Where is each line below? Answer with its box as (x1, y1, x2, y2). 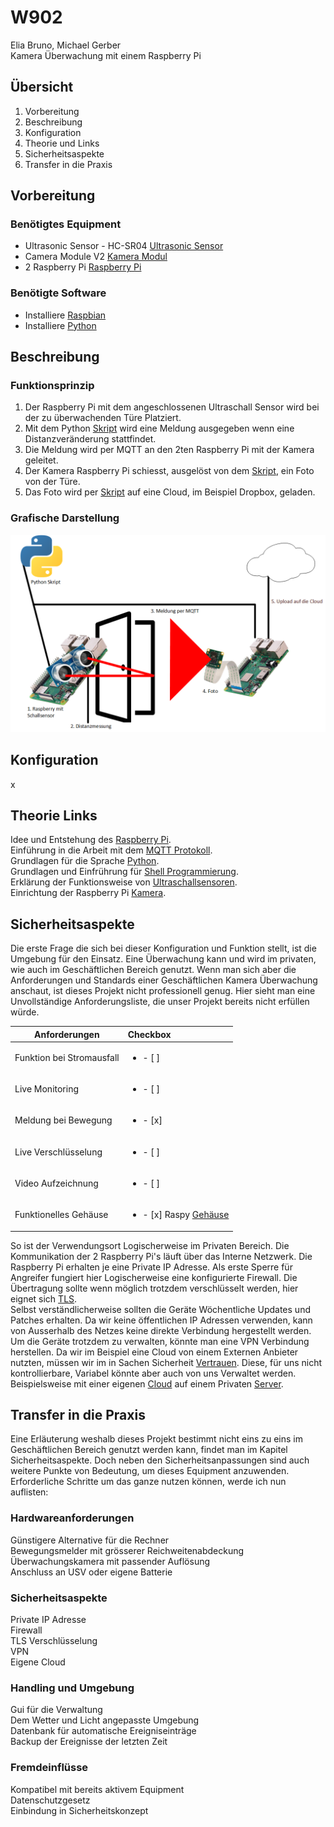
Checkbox (127, 1028, 172, 1040)
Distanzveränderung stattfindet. (24, 433, 157, 445)
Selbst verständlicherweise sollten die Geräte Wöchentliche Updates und (10, 1303, 311, 1315)
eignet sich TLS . (10, 1292, 78, 1305)
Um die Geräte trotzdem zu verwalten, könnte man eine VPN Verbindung (10, 1335, 310, 1347)
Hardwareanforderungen (10, 1511, 135, 1525)
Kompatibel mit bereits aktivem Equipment (10, 1783, 185, 1795)
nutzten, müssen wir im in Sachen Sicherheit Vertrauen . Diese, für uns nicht (10, 1356, 323, 1368)
